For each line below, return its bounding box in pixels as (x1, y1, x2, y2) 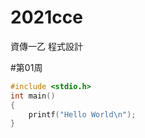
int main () (10, 91, 56, 101)
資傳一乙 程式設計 (10, 40, 83, 52)
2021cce (10, 6, 83, 29)
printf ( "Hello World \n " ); (28, 109, 137, 120)
